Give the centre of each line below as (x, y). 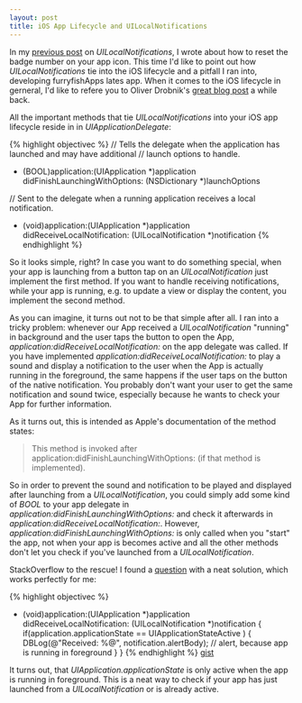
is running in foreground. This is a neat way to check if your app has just (143, 679)
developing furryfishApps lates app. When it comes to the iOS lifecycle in (145, 80)
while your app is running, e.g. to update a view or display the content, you (148, 290)
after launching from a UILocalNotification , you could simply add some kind (150, 494)
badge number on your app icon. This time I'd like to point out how (133, 61)
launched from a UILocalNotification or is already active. (114, 689)
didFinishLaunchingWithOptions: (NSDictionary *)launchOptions (141, 180)
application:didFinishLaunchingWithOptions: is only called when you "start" (150, 533)
